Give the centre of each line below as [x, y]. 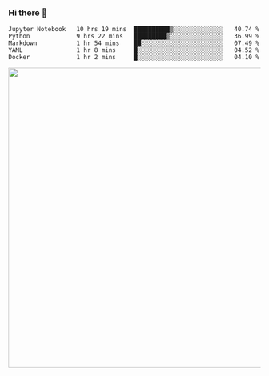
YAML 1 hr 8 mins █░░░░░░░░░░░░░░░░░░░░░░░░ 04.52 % [134, 50]
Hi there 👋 [28, 13]
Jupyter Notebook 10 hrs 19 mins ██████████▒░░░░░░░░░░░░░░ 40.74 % [134, 30]
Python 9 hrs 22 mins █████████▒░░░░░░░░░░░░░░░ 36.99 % [134, 36]
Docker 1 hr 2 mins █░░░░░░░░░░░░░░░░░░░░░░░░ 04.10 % [134, 58]
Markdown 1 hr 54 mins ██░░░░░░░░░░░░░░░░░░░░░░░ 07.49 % [134, 43]
